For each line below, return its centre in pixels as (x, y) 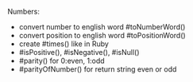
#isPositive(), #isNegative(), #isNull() (79, 52)
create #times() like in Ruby (64, 44)
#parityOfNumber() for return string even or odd (98, 69)
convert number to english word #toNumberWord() (102, 27)
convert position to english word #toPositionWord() (102, 35)
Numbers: (24, 12)
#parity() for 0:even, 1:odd (62, 61)
